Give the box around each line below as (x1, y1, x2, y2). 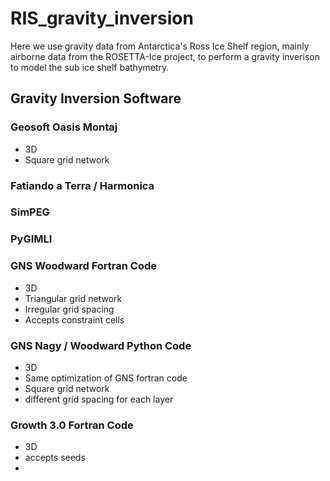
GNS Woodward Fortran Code (10, 259, 158, 273)
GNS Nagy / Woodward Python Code (10, 338, 192, 352)
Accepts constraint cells (24, 313, 125, 326)
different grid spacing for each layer (24, 393, 174, 405)
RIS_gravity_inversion (10, 7, 194, 30)
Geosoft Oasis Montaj (10, 120, 118, 134)
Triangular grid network (24, 292, 123, 304)
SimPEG (10, 205, 50, 219)
